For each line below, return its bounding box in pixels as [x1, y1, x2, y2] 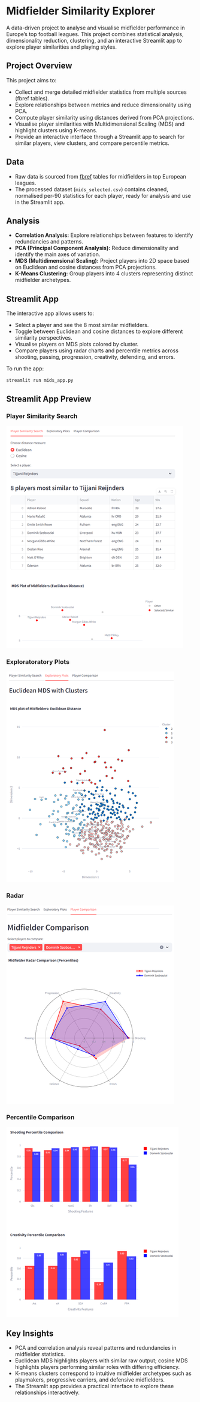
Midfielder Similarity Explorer [6, 4, 156, 18]
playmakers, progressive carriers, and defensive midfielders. [14, 1376, 165, 1383]
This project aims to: [6, 76, 57, 84]
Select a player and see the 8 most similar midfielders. [14, 322, 149, 329]
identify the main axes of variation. [14, 251, 101, 258]
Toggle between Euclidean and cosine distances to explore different [14, 328, 183, 335]
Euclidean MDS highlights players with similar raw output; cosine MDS [14, 1357, 188, 1364]
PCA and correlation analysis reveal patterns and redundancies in [14, 1344, 177, 1351]
